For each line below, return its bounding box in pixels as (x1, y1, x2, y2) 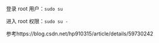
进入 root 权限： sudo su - (6, 18, 69, 25)
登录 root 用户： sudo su (6, 5, 63, 12)
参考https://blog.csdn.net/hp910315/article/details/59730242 (6, 30, 154, 37)
